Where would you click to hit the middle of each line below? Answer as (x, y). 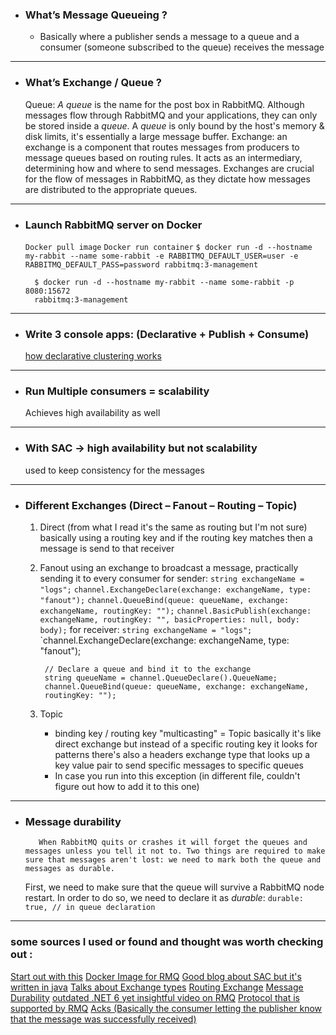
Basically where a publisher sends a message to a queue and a (169, 37)
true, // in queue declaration (90, 908)
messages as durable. (69, 869)
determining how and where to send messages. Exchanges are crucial (169, 168)
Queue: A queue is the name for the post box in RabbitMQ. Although (164, 104)
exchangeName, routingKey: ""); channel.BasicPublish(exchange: (175, 611)
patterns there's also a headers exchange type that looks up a (182, 755)
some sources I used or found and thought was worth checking (167, 942)
